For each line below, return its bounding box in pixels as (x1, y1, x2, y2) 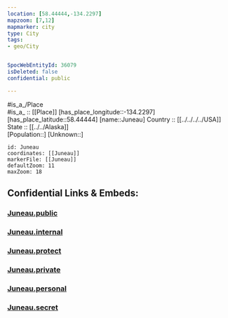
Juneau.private (7, 265, 61, 274)
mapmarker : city (7, 23, 55, 30)
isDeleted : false (7, 68, 58, 75)
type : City (7, 29, 39, 37)
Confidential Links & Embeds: (7, 187, 139, 199)
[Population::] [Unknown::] (7, 130, 84, 138)
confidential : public (7, 74, 71, 81)
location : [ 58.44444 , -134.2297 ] (7, 10, 102, 18)
